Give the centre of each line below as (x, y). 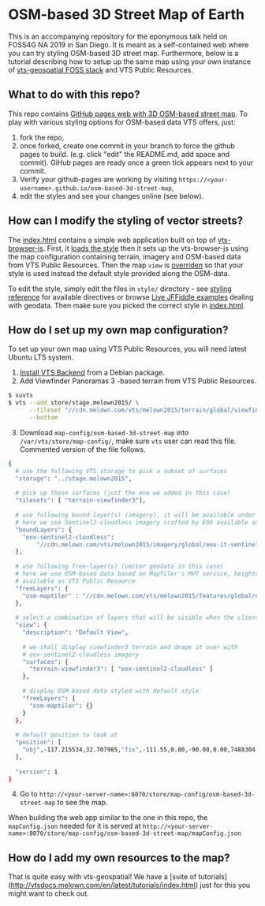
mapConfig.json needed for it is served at (75, 826)
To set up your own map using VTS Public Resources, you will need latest (127, 349)
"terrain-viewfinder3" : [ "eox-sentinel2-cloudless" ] (121, 669)
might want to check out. (49, 893)
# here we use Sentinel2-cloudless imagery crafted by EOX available (132, 522)
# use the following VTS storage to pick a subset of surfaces (121, 471)
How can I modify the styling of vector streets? (126, 221)
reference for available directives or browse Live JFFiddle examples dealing (131, 296)
